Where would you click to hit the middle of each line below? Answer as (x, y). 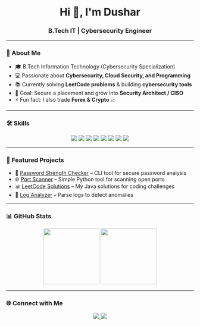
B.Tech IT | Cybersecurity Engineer (100, 31)
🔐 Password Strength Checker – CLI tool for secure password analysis (101, 173)
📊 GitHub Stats (29, 217)
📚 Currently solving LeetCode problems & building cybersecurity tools (103, 84)
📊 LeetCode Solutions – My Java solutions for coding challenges (95, 186)
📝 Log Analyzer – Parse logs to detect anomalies (74, 195)
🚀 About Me (24, 53)
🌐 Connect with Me (35, 303)
